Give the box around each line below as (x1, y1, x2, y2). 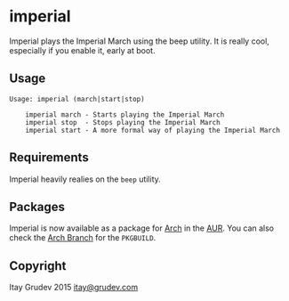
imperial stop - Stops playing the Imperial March (25, 118, 221, 126)
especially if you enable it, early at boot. (9, 45, 156, 55)
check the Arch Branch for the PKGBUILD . (9, 232, 157, 243)
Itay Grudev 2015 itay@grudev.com (9, 282, 139, 293)
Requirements (9, 150, 89, 166)
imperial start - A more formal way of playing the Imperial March (25, 126, 280, 134)
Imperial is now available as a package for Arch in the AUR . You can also (9, 223, 275, 233)
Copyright (9, 258, 67, 273)
